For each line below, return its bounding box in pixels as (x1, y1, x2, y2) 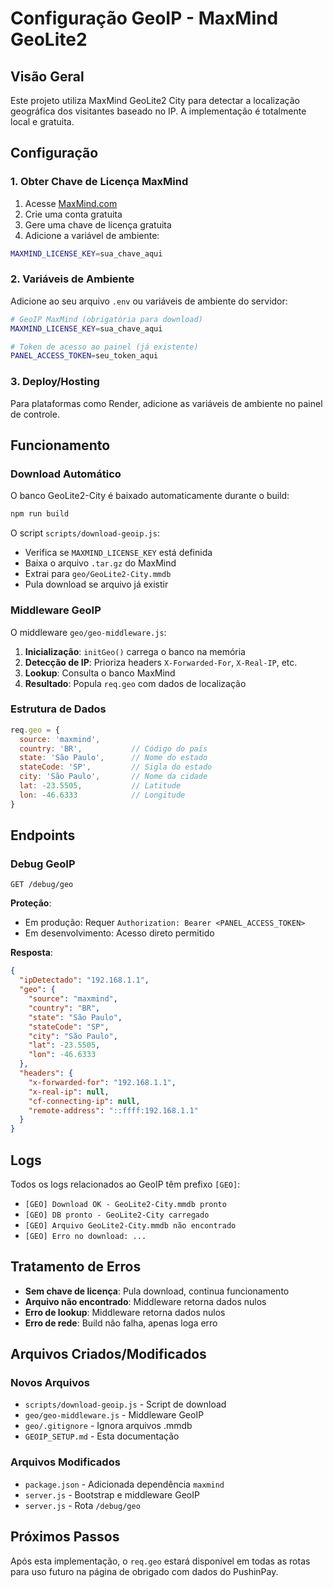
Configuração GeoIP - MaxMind (10, 7, 279, 30)
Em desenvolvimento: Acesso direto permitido (24, 927, 215, 939)
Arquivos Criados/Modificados (10, 1346, 207, 1363)
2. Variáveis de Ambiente (10, 272, 135, 286)
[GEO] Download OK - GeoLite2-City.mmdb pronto (24, 1199, 227, 1209)
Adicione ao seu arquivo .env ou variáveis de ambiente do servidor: (10, 295, 288, 307)
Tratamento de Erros (10, 1258, 142, 1276)
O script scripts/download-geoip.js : (10, 527, 160, 539)
